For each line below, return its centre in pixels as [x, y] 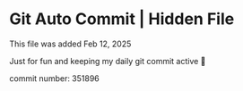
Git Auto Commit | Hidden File [122, 19]
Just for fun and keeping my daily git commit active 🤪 [108, 61]
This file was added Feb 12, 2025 [70, 44]
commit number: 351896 [55, 78]
